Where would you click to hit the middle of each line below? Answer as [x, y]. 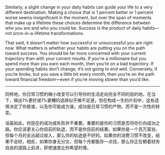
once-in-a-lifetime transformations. [49, 33]
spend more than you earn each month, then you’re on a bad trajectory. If [79, 64]
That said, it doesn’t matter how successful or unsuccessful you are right [79, 43]
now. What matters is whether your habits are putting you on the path [75, 48]
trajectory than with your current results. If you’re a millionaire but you [76, 58]
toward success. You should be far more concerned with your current [76, 53]
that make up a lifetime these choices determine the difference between [78, 23]
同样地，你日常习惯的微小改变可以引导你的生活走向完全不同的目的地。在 [78, 94]
